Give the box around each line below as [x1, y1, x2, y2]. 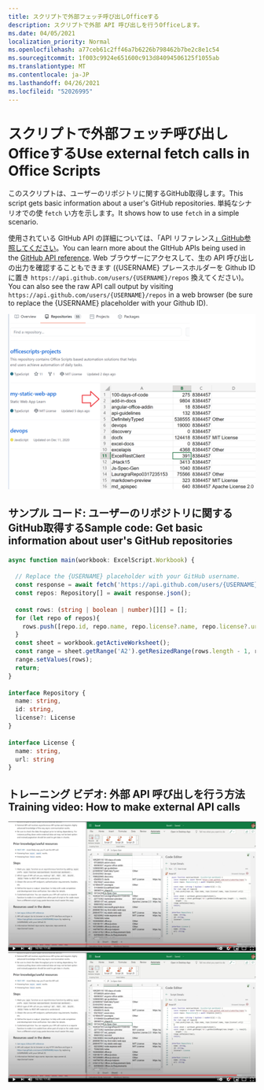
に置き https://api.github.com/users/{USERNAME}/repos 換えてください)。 [8, 272, 249, 283]
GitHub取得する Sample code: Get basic [8, 521, 203, 535]
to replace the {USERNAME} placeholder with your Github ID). [8, 298, 208, 308]
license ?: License [15, 714, 76, 722]
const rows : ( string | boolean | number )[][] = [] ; [15, 606, 189, 614]
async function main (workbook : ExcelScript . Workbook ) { [8, 556, 195, 564]
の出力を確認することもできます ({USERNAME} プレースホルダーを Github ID [8, 263, 256, 272]
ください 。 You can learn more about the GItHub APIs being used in [28, 243, 246, 253]
